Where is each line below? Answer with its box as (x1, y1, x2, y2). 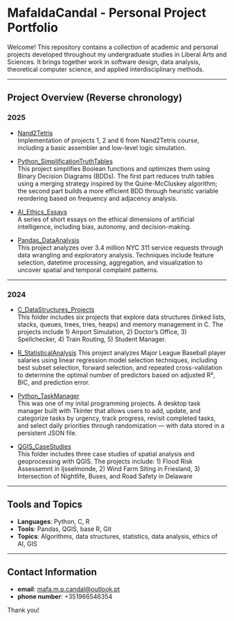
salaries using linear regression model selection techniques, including (17, 356, 218, 364)
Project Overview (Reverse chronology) (7, 92, 182, 104)
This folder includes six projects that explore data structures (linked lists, (17, 313, 226, 321)
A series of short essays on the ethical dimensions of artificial (17, 215, 195, 223)
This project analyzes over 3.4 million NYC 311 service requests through (17, 243, 224, 252)
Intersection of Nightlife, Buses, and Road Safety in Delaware (17, 472, 193, 480)
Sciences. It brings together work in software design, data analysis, (7, 57, 201, 66)
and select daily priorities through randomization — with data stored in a (17, 421, 225, 430)
